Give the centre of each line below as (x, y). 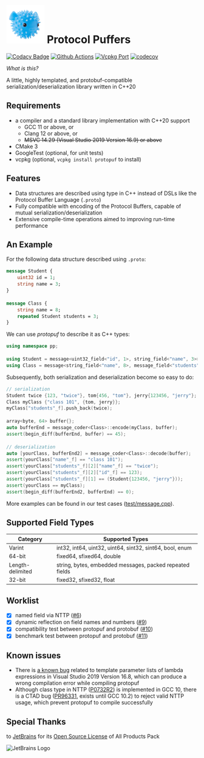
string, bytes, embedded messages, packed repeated (123, 565)
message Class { (27, 303)
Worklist (23, 600)
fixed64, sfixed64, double (89, 556)
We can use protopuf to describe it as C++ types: (68, 335)
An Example (29, 245)
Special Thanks (36, 722)
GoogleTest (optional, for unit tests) (59, 153)
